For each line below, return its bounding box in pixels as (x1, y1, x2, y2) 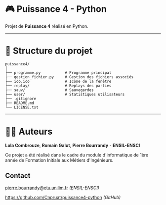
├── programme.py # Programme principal (5, 70, 112, 75)
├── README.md (5, 101, 35, 105)
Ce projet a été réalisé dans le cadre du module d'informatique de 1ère (5, 152, 149, 158)
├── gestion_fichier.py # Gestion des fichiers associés (5, 74, 134, 79)
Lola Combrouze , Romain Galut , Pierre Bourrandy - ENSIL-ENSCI (5, 142, 140, 148)
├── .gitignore (5, 96, 37, 101)
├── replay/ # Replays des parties (5, 83, 112, 88)
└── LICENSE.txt (5, 104, 39, 110)
